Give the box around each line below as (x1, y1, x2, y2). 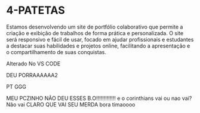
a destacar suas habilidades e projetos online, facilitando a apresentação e (6, 42, 190, 49)
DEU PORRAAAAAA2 (6, 71, 59, 79)
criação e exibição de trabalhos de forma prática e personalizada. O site (6, 29, 184, 36)
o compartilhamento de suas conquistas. (6, 48, 106, 55)
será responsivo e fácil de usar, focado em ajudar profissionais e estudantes (6, 36, 194, 43)
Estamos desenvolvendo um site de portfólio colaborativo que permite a (6, 23, 183, 30)
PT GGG (6, 83, 27, 90)
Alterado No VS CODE (6, 60, 61, 67)
